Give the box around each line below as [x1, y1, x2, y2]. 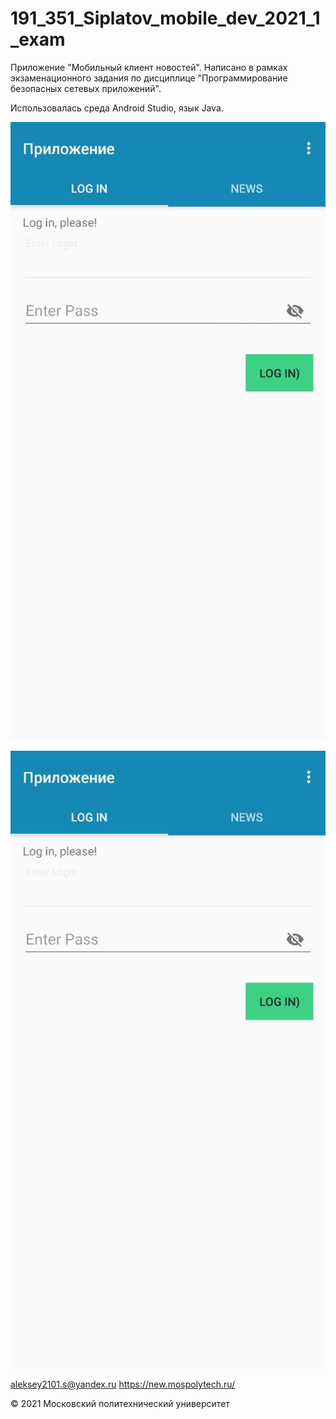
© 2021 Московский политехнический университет [10, 1398, 230, 1410]
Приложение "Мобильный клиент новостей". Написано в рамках [10, 61, 288, 73]
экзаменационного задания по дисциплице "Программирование [10, 72, 288, 84]
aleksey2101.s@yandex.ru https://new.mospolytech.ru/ [10, 1378, 236, 1391]
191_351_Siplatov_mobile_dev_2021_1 [10, 7, 321, 30]
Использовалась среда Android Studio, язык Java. [10, 102, 224, 114]
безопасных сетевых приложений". [10, 82, 162, 94]
